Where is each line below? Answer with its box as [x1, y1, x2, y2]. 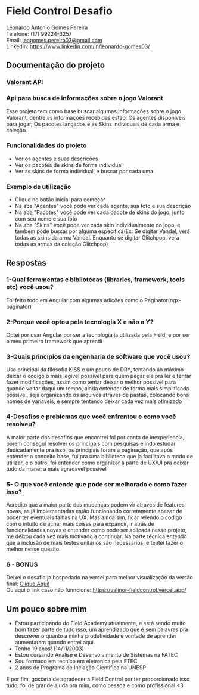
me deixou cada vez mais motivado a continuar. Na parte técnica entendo [6, 533, 187, 540]
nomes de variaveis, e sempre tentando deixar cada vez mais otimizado [6, 398, 182, 405]
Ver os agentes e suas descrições [14, 155, 98, 162]
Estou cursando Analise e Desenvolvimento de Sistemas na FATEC [14, 651, 178, 659]
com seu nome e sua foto [14, 215, 77, 222]
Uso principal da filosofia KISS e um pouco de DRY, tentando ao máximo [6, 366, 184, 373]
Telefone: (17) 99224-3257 [6, 30, 72, 37]
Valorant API [6, 78, 43, 86]
